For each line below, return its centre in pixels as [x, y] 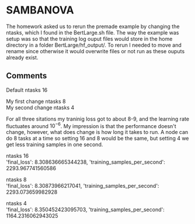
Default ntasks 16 [27, 90]
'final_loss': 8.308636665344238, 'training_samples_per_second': [86, 162]
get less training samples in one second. [55, 144]
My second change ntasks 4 [40, 107]
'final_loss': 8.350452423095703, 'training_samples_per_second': [85, 210]
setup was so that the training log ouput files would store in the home [89, 39]
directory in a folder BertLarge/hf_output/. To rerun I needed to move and [94, 45]
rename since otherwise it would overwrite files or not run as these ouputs [95, 51]
